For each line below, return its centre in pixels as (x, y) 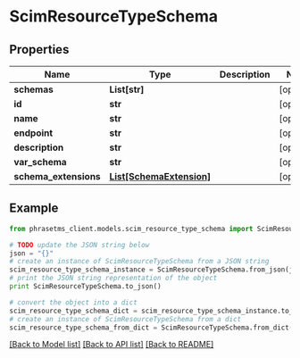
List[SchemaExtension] (160, 176)
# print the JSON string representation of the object (113, 279)
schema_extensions (57, 176)
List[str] (127, 89)
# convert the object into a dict (74, 302)
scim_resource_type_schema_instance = (81, 270)
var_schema (40, 162)
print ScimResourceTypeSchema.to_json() (86, 287)
